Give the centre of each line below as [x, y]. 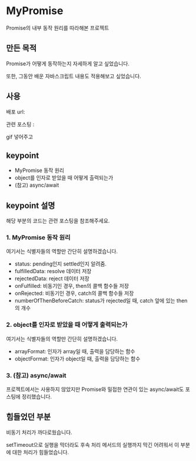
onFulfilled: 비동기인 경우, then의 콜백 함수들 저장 [72, 286]
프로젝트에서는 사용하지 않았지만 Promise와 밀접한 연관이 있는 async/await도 [95, 389]
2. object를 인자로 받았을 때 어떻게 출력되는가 [67, 325]
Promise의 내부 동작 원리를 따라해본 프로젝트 [58, 28]
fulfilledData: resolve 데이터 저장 [53, 271]
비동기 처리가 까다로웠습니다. [39, 432]
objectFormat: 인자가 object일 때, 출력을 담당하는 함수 [77, 359]
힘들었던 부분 [29, 417]
